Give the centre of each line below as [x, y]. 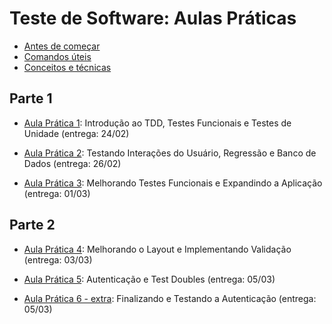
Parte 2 [32, 225]
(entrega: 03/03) [58, 259]
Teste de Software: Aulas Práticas [153, 18]
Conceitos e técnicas [67, 67]
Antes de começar [62, 46]
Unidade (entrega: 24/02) [76, 133]
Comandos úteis [57, 56]
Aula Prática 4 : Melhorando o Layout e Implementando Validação [157, 249]
